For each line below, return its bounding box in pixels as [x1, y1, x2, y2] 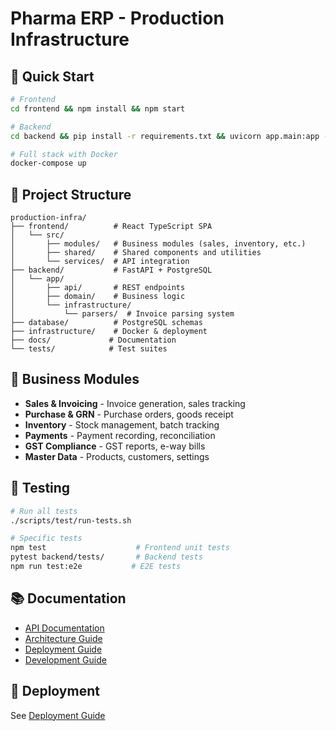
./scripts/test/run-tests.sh [10, 515, 132, 526]
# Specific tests [10, 533, 83, 544]
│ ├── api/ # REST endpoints [10, 283, 186, 293]
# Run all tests [10, 506, 78, 516]
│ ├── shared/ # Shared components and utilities [10, 248, 262, 258]
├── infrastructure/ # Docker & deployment [10, 327, 208, 337]
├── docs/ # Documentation [10, 335, 177, 346]
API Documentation [24, 622, 105, 634]
